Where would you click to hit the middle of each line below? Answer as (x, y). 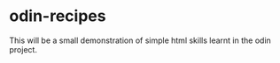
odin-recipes (58, 16)
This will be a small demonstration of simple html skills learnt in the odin (140, 40)
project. (23, 49)
